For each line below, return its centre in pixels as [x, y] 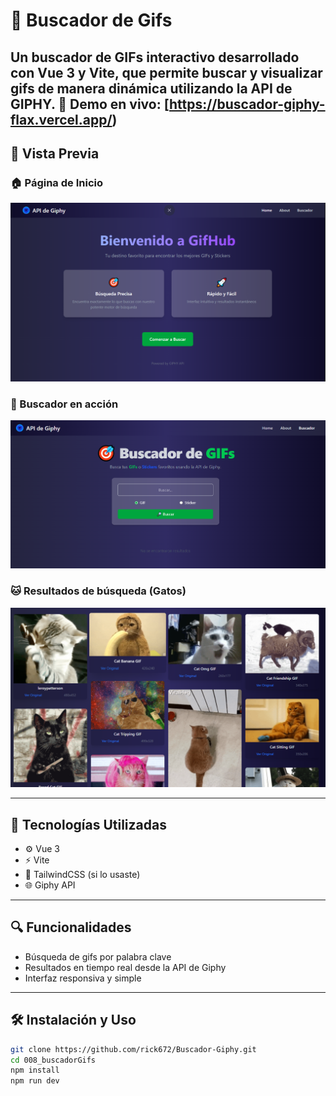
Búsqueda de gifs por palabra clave [98, 956]
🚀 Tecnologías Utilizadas [88, 824]
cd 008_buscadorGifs [53, 1060]
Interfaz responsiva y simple [83, 978]
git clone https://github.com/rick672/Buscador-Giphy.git [133, 1049]
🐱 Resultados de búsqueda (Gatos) [98, 591]
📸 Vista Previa [55, 153]
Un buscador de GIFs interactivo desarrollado [155, 57]
